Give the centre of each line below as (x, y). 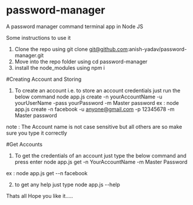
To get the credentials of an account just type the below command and (100, 155)
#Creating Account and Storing (44, 79)
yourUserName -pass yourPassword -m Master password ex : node (97, 102)
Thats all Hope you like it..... (40, 196)
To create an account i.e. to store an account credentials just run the (97, 90)
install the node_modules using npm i (59, 67)
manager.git (29, 55)
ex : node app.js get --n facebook (47, 173)
